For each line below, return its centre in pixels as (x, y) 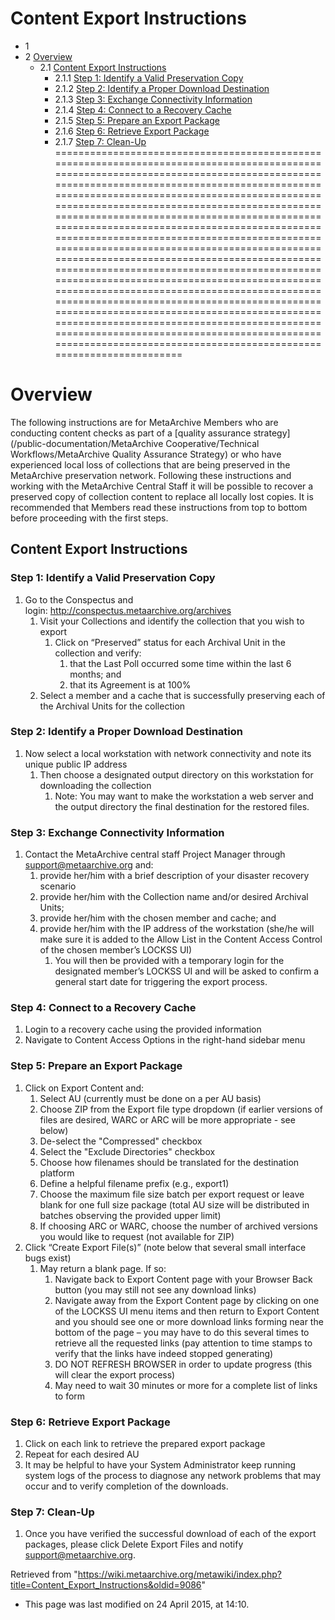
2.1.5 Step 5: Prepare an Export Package (137, 120)
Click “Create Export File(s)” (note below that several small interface (165, 1247)
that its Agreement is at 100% (130, 684)
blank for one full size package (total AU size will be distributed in (174, 1204)
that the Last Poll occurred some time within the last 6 (180, 663)
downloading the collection (95, 785)
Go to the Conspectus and (79, 599)
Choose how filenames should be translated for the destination (169, 1162)
